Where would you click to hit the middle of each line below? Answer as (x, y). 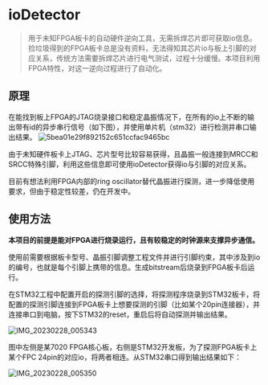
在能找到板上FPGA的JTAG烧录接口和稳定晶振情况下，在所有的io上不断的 (128, 117)
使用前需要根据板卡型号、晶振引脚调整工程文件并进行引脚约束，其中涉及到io (134, 257)
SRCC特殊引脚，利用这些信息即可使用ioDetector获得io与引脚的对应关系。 (130, 164)
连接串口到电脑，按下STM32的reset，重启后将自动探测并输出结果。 (120, 314)
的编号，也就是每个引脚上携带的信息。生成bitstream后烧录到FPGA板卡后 (128, 267)
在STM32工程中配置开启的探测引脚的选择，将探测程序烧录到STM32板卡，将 (134, 294)
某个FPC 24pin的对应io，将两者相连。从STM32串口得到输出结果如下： (125, 357)
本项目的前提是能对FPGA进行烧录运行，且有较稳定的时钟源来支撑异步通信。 (134, 240)
